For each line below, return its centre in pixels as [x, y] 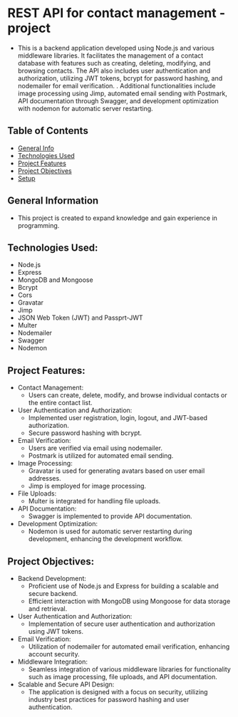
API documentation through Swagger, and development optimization [118, 100]
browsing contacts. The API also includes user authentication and [114, 70]
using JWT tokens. [56, 631]
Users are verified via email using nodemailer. [95, 448]
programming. [38, 225]
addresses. [45, 478]
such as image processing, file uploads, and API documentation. [123, 677]
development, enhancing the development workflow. [105, 539]
